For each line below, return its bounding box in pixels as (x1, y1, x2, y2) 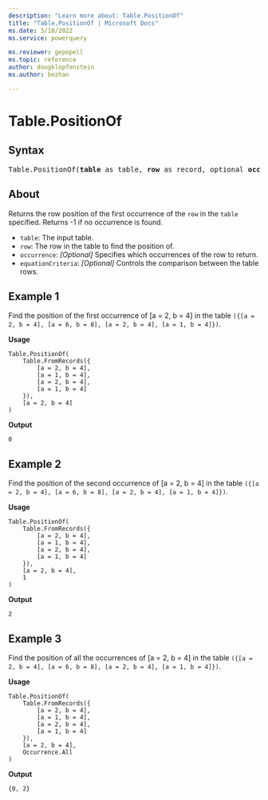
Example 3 (8, 632, 62, 645)
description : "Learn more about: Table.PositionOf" (8, 11, 183, 20)
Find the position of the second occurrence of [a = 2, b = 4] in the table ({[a (8, 478, 259, 488)
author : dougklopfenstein (8, 63, 94, 72)
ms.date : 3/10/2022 (8, 26, 73, 34)
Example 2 (8, 457, 61, 471)
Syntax (8, 144, 45, 157)
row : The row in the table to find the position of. (19, 241, 175, 251)
